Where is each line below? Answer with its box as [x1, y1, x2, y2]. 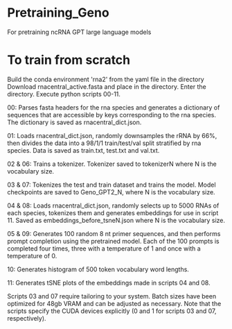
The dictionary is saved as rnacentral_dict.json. [7, 118, 142, 126]
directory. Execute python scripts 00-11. [7, 90, 121, 98]
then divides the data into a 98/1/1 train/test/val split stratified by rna [7, 139, 202, 147]
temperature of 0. [7, 251, 57, 260]
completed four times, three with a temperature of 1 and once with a [7, 244, 201, 253]
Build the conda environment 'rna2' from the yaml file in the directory [7, 75, 204, 83]
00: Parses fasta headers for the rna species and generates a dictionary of [7, 103, 220, 112]
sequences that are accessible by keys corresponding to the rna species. [7, 110, 217, 119]
